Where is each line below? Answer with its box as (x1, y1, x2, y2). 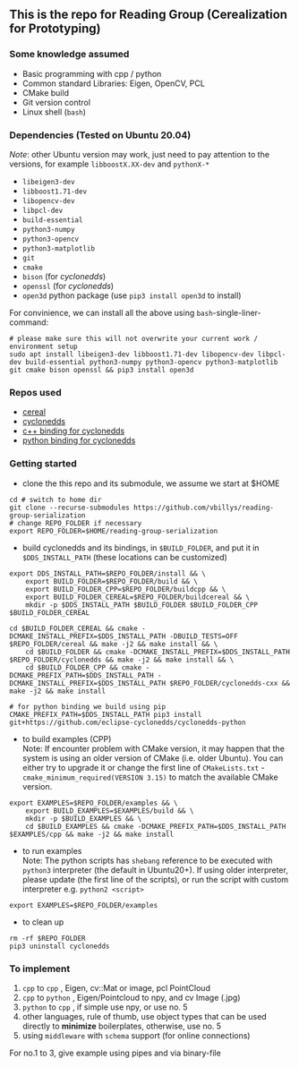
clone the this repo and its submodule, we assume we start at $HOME (21, 478, 280, 489)
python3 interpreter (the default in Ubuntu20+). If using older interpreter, (21, 864, 288, 875)
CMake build (21, 87, 70, 98)
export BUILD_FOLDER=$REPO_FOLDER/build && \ (25, 576, 199, 585)
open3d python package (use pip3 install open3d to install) (21, 290, 242, 301)
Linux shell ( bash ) (21, 107, 87, 117)
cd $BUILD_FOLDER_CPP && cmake (25, 662, 142, 672)
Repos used (9, 386, 63, 398)
